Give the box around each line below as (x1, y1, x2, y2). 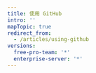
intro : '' (7, 17, 36, 24)
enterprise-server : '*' (13, 56, 83, 63)
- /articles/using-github (13, 36, 90, 43)
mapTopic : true (7, 23, 52, 30)
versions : (7, 42, 36, 49)
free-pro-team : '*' (13, 49, 71, 56)
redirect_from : (7, 29, 52, 37)
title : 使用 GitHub (7, 10, 62, 17)
